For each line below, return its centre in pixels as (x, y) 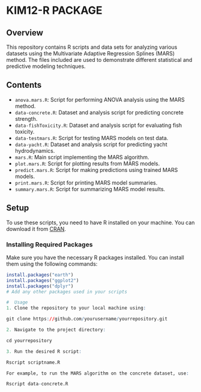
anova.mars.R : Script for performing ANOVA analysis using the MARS (100, 99)
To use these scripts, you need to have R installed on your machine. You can (100, 222)
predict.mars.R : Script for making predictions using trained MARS (96, 170)
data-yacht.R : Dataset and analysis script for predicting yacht (91, 144)
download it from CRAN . (36, 228)
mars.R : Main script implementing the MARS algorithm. (82, 157)
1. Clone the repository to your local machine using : (76, 308)
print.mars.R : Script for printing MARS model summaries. (86, 182)
